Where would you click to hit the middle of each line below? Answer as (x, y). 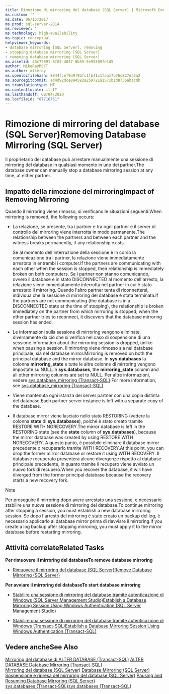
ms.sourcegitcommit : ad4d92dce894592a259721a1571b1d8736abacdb (73, 80)
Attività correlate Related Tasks (55, 548)
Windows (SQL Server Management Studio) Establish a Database (79, 600)
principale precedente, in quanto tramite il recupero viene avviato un (83, 464)
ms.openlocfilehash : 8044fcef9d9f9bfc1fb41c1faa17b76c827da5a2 (73, 76)
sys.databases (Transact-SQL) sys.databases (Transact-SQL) (68, 686)
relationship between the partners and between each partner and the (84, 237)
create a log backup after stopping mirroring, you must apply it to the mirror (83, 526)
